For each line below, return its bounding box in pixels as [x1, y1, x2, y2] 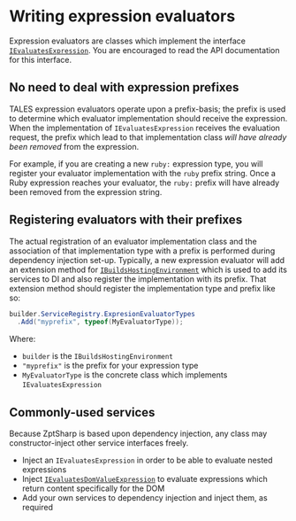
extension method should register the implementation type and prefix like [9, 283, 276, 293]
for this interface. [9, 54, 72, 65]
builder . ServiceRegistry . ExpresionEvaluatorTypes [9, 309, 196, 318]
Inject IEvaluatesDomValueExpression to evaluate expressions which [21, 474, 268, 485]
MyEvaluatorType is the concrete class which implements [21, 369, 228, 380]
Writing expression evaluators [9, 6, 236, 27]
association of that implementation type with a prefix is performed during [9, 245, 276, 256]
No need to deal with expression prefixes [9, 80, 239, 95]
